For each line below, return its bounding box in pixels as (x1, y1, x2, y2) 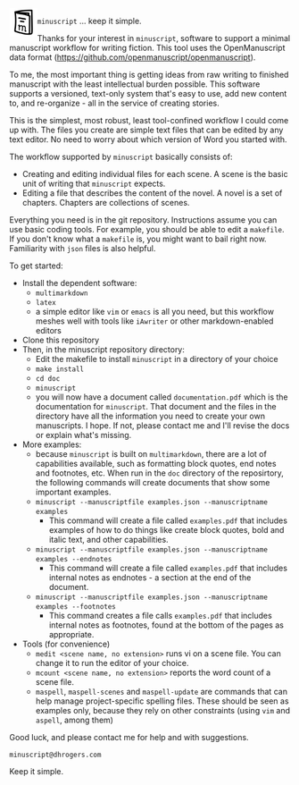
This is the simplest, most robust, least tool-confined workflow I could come (9, 115, 289, 125)
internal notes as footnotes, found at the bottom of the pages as (48, 620, 284, 630)
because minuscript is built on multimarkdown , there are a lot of (35, 449, 268, 459)
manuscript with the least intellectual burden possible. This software (9, 79, 261, 89)
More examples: (21, 439, 82, 450)
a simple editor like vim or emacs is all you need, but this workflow (35, 307, 275, 317)
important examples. (35, 486, 112, 497)
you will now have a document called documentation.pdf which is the (35, 392, 288, 402)
